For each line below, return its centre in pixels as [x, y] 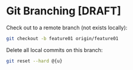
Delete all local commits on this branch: [55, 50]
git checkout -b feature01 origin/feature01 [62, 38]
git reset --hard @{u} [34, 61]
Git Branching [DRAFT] [64, 11]
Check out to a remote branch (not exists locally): [67, 28]
